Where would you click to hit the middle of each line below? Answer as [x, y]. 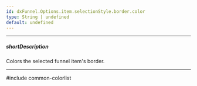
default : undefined [30, 22]
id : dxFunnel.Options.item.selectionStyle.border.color [76, 11]
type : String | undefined [38, 17]
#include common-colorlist [39, 78]
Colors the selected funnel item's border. [55, 61]
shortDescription [27, 46]
